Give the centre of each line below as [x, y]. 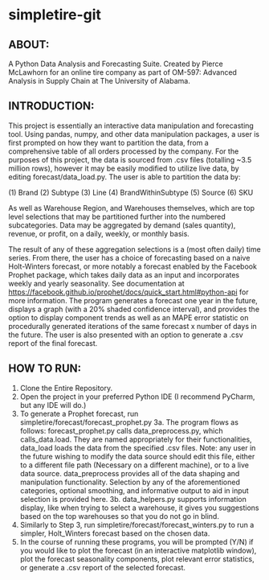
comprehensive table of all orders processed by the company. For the [124, 151]
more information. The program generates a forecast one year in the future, [133, 300]
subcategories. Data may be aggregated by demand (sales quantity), [122, 225]
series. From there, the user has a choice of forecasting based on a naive [129, 257]
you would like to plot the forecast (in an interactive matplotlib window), [138, 550]
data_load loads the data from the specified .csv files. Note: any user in [138, 447]
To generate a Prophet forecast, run [79, 413]
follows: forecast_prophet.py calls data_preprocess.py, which [121, 430]
